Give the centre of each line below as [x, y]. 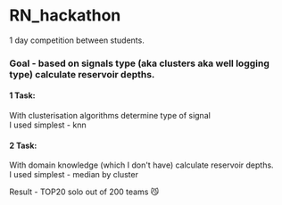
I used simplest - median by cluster [74, 175]
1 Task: [22, 95]
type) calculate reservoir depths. [82, 74]
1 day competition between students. [77, 40]
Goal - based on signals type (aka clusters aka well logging [140, 63]
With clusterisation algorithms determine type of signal [110, 116]
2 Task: [23, 145]
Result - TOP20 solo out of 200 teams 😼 [84, 192]
